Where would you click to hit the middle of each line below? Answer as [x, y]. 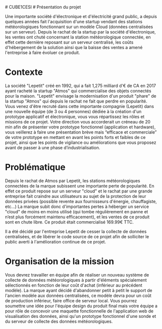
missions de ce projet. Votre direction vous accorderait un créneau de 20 [78, 121]
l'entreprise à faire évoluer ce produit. [43, 52]
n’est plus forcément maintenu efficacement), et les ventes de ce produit [77, 217]
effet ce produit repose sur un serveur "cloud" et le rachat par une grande [79, 191]
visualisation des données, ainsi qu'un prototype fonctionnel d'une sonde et [81, 316]
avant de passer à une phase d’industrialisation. [53, 147]
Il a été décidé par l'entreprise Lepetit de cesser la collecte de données [76, 231]
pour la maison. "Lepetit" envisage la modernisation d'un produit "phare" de [81, 96]
